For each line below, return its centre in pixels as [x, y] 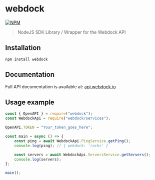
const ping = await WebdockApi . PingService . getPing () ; [72, 141]
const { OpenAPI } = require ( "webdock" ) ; [49, 114]
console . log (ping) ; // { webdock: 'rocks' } [61, 146]
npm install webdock [27, 59]
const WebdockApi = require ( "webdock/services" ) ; [58, 118]
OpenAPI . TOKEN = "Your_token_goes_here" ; [49, 128]
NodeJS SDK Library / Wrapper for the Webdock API [71, 32]
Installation [23, 48]
